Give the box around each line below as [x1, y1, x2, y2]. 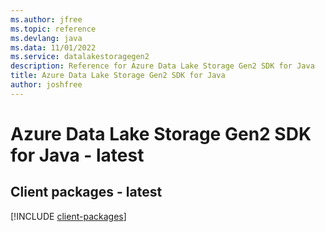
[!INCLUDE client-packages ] [10, 210, 127, 222]
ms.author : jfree [10, 14, 83, 25]
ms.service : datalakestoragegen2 [10, 52, 150, 62]
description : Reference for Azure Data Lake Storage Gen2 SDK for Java [10, 61, 315, 71]
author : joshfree [10, 80, 83, 90]
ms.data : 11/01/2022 [10, 42, 97, 53]
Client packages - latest [10, 184, 163, 201]
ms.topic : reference [10, 24, 97, 34]
